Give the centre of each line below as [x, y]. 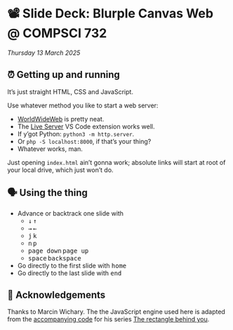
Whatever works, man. [50, 149]
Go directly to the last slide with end [69, 273]
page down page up [58, 251]
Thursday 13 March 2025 [44, 53]
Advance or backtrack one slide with [71, 213]
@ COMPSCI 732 [57, 33]
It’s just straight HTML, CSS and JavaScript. [70, 91]
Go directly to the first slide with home [72, 265]
